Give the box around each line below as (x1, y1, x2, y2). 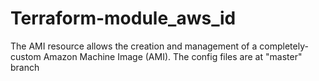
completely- (259, 40, 309, 52)
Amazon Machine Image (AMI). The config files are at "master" (43, 50, 303, 62)
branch (10, 61, 40, 73)
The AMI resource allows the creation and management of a (10, 40, 258, 52)
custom (10, 50, 42, 62)
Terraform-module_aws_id (10, 7, 237, 30)
